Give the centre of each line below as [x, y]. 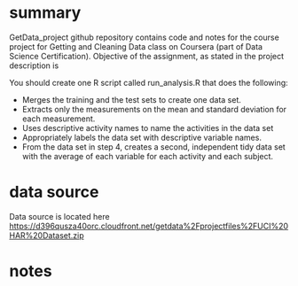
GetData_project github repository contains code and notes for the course [144, 37]
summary [45, 13]
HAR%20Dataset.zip [47, 235]
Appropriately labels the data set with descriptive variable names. [141, 137]
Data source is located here [59, 216]
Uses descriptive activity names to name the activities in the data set [148, 128]
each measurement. [59, 119]
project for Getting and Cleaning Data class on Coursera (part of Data [136, 46]
